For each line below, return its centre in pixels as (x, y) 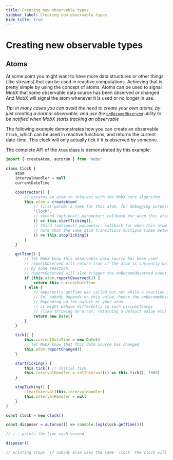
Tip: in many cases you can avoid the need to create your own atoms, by (83, 108)
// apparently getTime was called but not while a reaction (99, 292)
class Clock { (21, 169)
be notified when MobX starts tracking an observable (62, 119)
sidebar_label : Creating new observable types (56, 15)
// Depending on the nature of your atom (78, 302)
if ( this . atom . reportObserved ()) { (62, 278)
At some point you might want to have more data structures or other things (85, 76)
